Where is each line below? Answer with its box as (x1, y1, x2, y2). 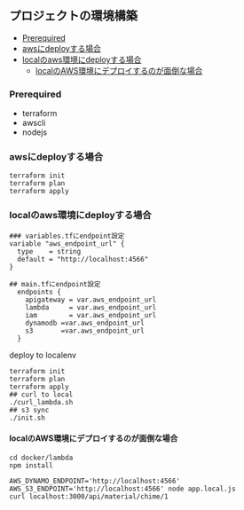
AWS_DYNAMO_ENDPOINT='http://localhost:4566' (9, 476, 180, 485)
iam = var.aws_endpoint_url (25, 310, 157, 319)
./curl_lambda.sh (9, 397, 74, 406)
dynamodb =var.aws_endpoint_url (25, 318, 145, 327)
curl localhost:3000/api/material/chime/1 (9, 491, 169, 501)
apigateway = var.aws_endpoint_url (25, 295, 157, 304)
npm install (9, 460, 53, 470)
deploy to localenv (9, 349, 77, 360)
